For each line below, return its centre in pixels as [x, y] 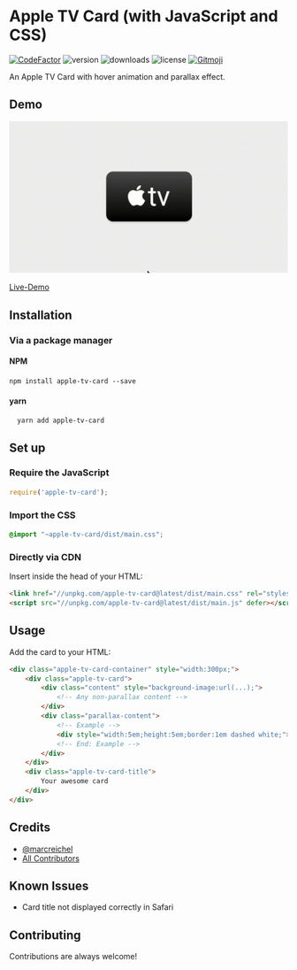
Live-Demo [30, 287]
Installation [41, 315]
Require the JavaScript [59, 473]
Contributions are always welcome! [73, 957]
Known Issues [49, 886]
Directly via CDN [46, 557]
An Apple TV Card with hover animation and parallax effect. [117, 76]
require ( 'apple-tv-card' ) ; [59, 492]
